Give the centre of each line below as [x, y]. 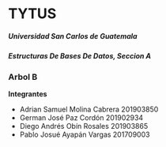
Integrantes [28, 94]
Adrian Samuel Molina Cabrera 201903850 [89, 109]
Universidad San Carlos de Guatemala [73, 36]
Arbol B [23, 77]
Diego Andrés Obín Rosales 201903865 [84, 126]
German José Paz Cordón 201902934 [81, 117]
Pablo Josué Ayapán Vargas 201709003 [85, 134]
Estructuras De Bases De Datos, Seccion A [80, 56]
